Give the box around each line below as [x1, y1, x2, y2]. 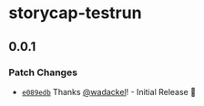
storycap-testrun [8, 3, 142, 24]
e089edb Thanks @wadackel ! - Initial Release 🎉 [21, 86, 197, 97]
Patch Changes [8, 66, 78, 79]
